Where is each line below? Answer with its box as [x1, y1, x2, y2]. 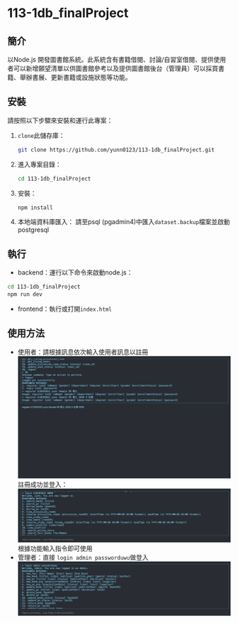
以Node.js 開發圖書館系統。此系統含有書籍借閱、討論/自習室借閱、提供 [7, 55, 214, 63]
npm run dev [7, 291, 42, 298]
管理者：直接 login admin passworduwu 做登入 [17, 553, 149, 562]
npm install [17, 204, 53, 211]
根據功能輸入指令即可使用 [17, 544, 93, 553]
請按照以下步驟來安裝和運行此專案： [7, 116, 113, 124]
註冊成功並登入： [17, 480, 68, 489]
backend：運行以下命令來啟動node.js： [17, 268, 133, 277]
